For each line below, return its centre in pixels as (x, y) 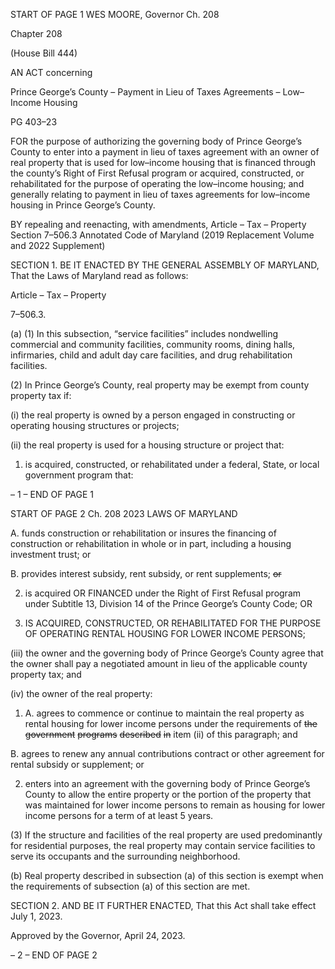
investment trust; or (51, 554)
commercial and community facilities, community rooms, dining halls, (153, 344)
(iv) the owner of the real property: (81, 693)
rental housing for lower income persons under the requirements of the (171, 723)
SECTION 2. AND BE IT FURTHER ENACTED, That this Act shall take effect (163, 905)
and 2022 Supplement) (58, 245)
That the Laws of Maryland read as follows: (99, 275)
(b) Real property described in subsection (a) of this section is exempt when (167, 875)
